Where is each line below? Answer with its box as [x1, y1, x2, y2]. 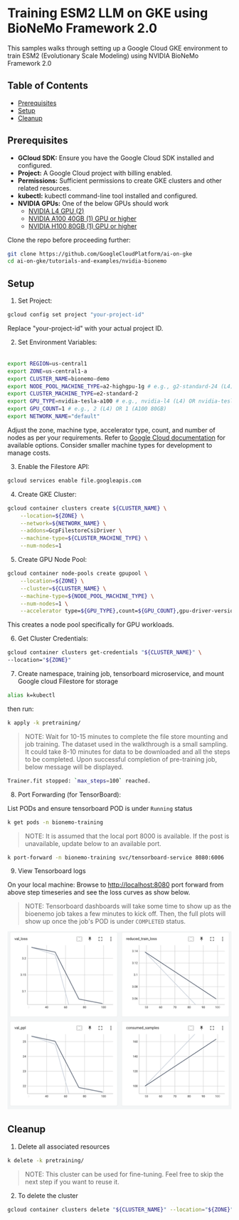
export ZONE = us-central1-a [7, 368, 87, 375]
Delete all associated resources [17, 1142, 110, 1151]
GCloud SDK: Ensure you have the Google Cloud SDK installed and [17, 153, 215, 162]
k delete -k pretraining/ [7, 1156, 84, 1164]
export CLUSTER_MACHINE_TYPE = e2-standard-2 [7, 390, 139, 398]
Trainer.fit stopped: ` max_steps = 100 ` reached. [7, 777, 152, 785]
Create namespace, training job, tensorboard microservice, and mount [17, 670, 224, 677]
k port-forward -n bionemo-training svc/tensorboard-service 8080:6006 [7, 854, 224, 861]
